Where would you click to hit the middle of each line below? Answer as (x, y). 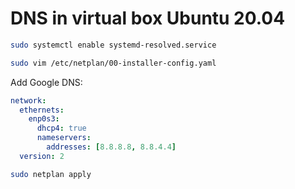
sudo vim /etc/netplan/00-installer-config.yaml (113, 63)
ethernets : (42, 110)
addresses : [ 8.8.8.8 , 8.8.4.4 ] (111, 147)
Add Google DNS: (46, 82)
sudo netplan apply (51, 174)
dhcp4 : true (61, 128)
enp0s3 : (44, 119)
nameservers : (64, 138)
